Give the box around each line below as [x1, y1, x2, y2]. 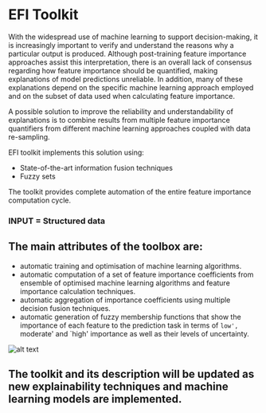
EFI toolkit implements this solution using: [8, 147, 145, 157]
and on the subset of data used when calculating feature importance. [8, 91, 236, 100]
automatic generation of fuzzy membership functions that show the [19, 312, 241, 321]
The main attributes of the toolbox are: [8, 240, 203, 254]
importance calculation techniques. [19, 286, 136, 296]
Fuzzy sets [19, 171, 56, 181]
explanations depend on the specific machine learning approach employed [8, 82, 254, 92]
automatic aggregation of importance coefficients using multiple [19, 295, 231, 305]
